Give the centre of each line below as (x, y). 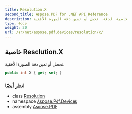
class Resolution (28, 96)
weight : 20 (16, 28)
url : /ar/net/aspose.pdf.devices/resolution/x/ (54, 32)
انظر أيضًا (15, 85)
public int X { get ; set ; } (34, 73)
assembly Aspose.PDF (35, 106)
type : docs (16, 23)
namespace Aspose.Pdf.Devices (45, 101)
